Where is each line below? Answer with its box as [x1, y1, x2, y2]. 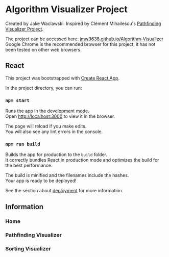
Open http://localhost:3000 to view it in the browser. [5, 113, 115, 119]
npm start [5, 97, 30, 103]
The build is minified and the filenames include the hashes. [5, 172, 129, 178]
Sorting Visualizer [5, 245, 51, 252]
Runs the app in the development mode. [5, 108, 89, 114]
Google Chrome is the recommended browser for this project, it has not [5, 41, 156, 47]
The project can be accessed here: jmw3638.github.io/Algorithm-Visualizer [5, 36, 164, 42]
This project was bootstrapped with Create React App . [5, 75, 120, 81]
